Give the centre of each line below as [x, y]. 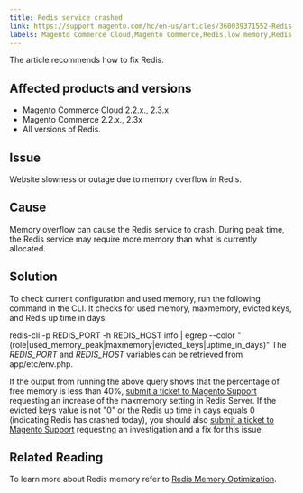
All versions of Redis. [61, 129]
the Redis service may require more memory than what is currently [133, 239]
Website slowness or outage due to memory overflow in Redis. [125, 179]
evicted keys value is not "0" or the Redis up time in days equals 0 [132, 410]
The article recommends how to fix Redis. [87, 60]
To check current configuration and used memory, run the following [135, 298]
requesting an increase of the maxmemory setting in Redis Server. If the [143, 400]
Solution [33, 277]
